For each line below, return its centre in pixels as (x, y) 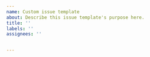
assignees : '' (24, 34)
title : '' (19, 23)
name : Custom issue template (43, 12)
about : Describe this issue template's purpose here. (76, 17)
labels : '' (20, 28)
